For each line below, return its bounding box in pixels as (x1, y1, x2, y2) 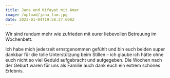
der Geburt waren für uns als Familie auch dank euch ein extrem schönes (5, 62, 161, 69)
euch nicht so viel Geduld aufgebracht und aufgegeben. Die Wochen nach (5, 57, 162, 63)
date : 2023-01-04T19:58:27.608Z (5, 17, 74, 22)
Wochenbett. (5, 36, 33, 42)
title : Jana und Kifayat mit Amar (5, 7, 80, 13)
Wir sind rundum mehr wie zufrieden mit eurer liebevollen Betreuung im (5, 31, 157, 37)
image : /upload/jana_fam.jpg (5, 12, 68, 17)
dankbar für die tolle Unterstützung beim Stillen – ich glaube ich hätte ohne (5, 51, 164, 58)
